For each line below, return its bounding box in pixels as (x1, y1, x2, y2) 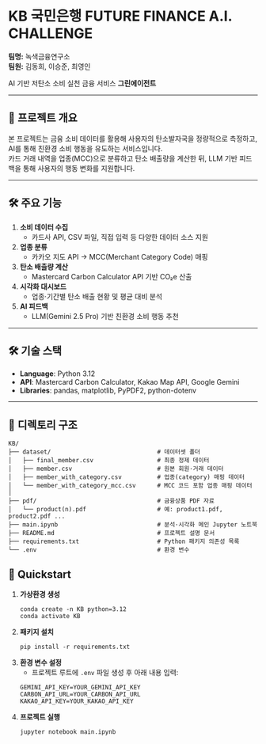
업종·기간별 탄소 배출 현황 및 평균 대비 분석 (31, 291, 163, 301)
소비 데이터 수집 (19, 222, 69, 232)
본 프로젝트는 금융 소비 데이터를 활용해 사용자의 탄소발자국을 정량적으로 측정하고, (8, 134, 258, 143)
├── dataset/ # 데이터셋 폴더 (8, 448, 200, 456)
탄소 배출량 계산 (19, 262, 69, 271)
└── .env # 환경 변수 (8, 546, 190, 554)
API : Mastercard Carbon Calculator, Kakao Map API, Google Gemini (19, 378, 240, 387)
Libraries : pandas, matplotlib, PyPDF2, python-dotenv (19, 385, 196, 396)
